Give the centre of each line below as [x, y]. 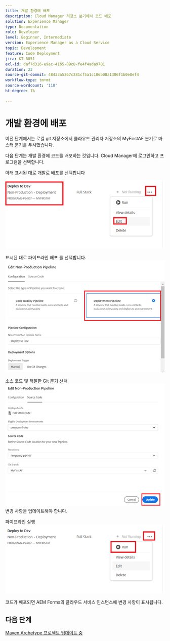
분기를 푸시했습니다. [34, 145]
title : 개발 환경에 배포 [28, 11]
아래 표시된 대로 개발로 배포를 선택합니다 [45, 173]
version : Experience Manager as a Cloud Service [57, 43]
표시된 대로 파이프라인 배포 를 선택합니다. [46, 257]
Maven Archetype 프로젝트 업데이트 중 [44, 633]
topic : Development [26, 48]
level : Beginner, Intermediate [38, 37]
